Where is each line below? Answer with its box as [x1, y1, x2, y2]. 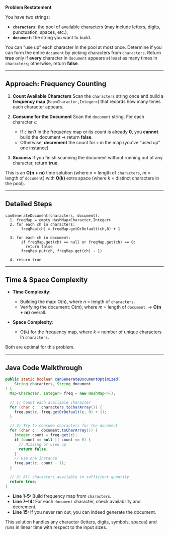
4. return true [10, 257, 42, 262]
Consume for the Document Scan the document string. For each [12, 113, 145, 120]
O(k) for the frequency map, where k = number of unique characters [20, 329, 162, 335]
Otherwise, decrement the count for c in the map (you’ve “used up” [20, 139, 160, 145]
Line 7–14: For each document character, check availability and [12, 498, 141, 504]
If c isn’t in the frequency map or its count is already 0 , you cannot [20, 129, 158, 135]
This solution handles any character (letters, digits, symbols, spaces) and [5, 519, 157, 525]
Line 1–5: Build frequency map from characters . [12, 493, 112, 499]
